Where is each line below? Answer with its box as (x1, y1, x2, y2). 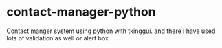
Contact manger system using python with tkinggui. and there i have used (6, 27, 216, 35)
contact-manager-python (6, 4, 156, 20)
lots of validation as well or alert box (6, 34, 109, 42)
